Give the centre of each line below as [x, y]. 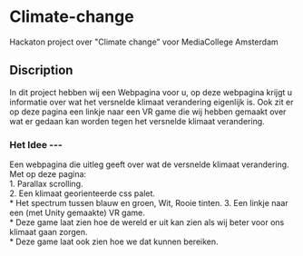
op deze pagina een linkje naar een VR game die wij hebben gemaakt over [148, 112]
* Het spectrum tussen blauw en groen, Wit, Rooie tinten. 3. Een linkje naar [149, 203]
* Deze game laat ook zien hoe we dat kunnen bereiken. [114, 241]
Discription [41, 70]
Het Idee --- [36, 144]
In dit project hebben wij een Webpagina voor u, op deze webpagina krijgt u [151, 92]
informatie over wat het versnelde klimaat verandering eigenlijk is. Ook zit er [151, 102]
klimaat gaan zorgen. [49, 232]
